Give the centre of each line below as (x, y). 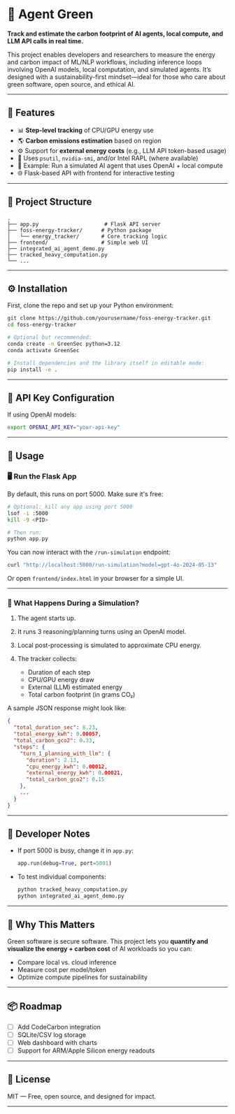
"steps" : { (29, 747)
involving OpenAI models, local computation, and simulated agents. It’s (109, 69)
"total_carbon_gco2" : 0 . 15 (65, 780)
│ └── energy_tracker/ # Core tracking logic (87, 236)
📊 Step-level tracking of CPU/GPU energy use (85, 130)
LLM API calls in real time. (45, 41)
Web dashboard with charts (57, 1042)
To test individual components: (62, 877)
